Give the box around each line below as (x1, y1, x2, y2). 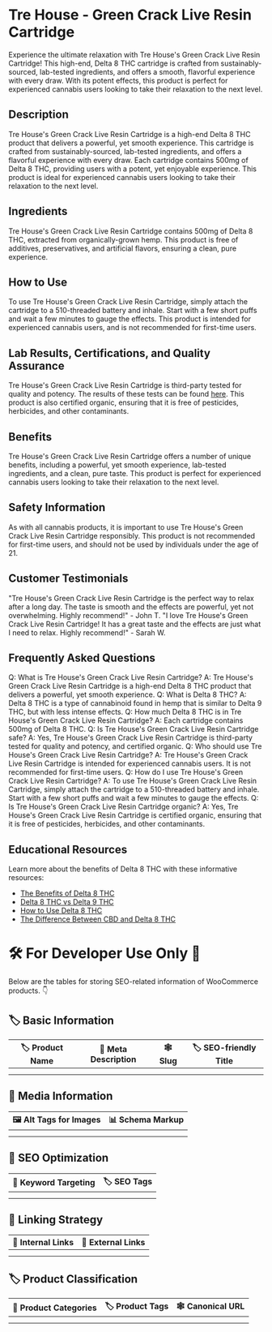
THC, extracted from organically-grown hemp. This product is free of (8, 234, 239, 244)
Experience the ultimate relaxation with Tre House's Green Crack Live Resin (8, 49, 261, 59)
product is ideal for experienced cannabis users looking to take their (8, 172, 236, 182)
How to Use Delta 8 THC (19, 906, 103, 916)
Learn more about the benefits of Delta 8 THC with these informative (8, 864, 238, 874)
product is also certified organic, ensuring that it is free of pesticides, (8, 397, 239, 407)
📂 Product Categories (12, 1302, 97, 1313)
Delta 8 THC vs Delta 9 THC (19, 897, 115, 907)
